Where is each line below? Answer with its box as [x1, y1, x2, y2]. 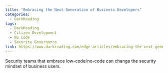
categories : [5, 12, 30, 17]
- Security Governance [9, 40, 57, 45]
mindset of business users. [5, 63, 61, 69]
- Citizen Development [9, 30, 57, 35]
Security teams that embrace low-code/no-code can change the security [5, 58, 156, 64]
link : [5, 44, 16, 49]
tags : [5, 21, 16, 26]
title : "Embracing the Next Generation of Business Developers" [5, 7, 142, 12]
